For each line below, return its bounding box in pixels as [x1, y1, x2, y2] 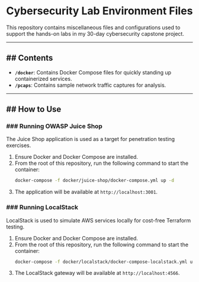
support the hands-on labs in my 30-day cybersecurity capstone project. [6, 30, 185, 37]
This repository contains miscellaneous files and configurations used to [6, 24, 181, 31]
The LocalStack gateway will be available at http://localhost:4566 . [14, 270, 180, 277]
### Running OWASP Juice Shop [6, 122, 102, 130]
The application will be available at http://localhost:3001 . [14, 189, 158, 196]
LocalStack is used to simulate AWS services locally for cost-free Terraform [6, 217, 191, 224]
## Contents [6, 53, 53, 63]
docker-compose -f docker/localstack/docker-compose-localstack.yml [14, 259, 188, 265]
